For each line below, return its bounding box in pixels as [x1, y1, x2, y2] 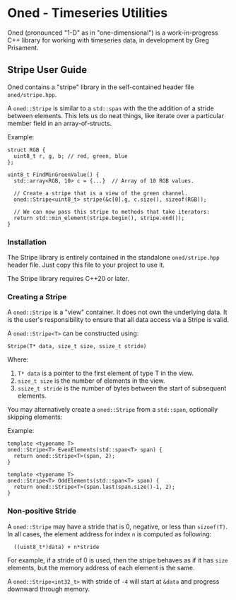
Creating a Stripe [7, 292, 67, 301]
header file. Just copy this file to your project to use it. [7, 260, 165, 270]
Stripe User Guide [7, 64, 87, 76]
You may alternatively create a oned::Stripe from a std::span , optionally [7, 405, 218, 414]
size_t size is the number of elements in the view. [17, 376, 165, 385]
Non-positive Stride [7, 506, 76, 516]
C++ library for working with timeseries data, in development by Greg [7, 35, 210, 44]
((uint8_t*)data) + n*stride [13, 543, 100, 550]
